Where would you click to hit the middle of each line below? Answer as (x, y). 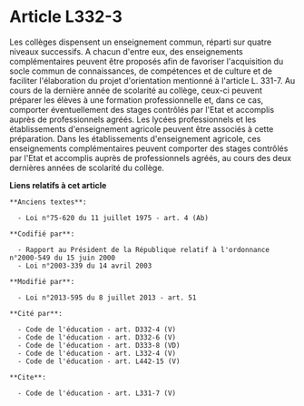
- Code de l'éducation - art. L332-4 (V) (97, 353)
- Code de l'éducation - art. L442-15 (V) (99, 361)
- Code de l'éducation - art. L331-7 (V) (97, 393)
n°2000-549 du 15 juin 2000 (63, 258)
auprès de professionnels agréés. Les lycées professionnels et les (133, 119)
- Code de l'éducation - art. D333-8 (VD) (99, 345)
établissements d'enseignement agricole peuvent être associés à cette (142, 128)
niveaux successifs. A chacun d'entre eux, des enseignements (126, 51)
